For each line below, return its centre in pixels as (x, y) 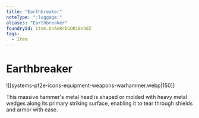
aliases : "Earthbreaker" (37, 23)
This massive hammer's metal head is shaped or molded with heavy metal (97, 97)
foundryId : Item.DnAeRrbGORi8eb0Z (49, 28)
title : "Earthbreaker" (34, 12)
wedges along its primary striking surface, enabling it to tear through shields (99, 103)
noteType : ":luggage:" (34, 17)
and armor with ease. (32, 109)
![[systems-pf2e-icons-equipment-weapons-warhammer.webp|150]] (91, 85)
